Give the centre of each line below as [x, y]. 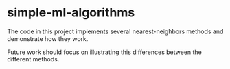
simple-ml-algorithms [71, 13]
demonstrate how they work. [48, 38]
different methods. [33, 59]
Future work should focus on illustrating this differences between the [105, 52]
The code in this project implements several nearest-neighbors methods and [115, 31]
